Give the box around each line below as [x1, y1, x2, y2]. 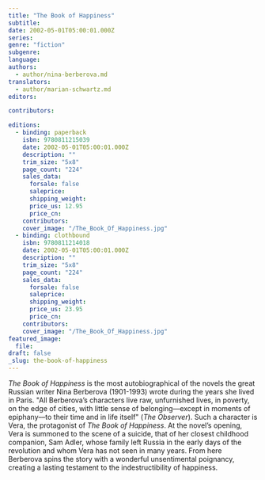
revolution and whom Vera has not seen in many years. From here [8, 446, 222, 455]
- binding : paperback [15, 128, 87, 137]
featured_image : [8, 334, 62, 343]
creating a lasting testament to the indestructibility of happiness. [8, 463, 218, 472]
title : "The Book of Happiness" [8, 11, 115, 20]
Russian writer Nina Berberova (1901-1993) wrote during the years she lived [8, 387, 255, 396]
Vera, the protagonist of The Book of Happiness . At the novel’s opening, [8, 421, 243, 430]
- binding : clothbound [15, 231, 90, 240]
